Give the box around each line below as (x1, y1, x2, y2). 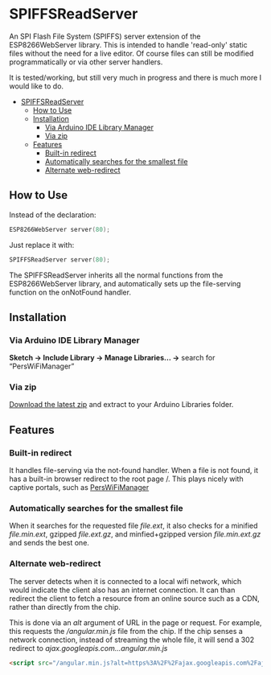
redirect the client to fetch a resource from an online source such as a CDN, (9, 593, 260, 603)
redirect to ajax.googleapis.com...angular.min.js (9, 643, 168, 652)
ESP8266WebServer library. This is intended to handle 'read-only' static (9, 39, 248, 49)
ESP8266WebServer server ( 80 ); (9, 225, 111, 233)
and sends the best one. (9, 538, 89, 548)
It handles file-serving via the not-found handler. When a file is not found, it (9, 466, 258, 475)
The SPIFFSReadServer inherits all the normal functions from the (9, 270, 224, 280)
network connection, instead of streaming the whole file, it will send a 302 (9, 635, 255, 644)
